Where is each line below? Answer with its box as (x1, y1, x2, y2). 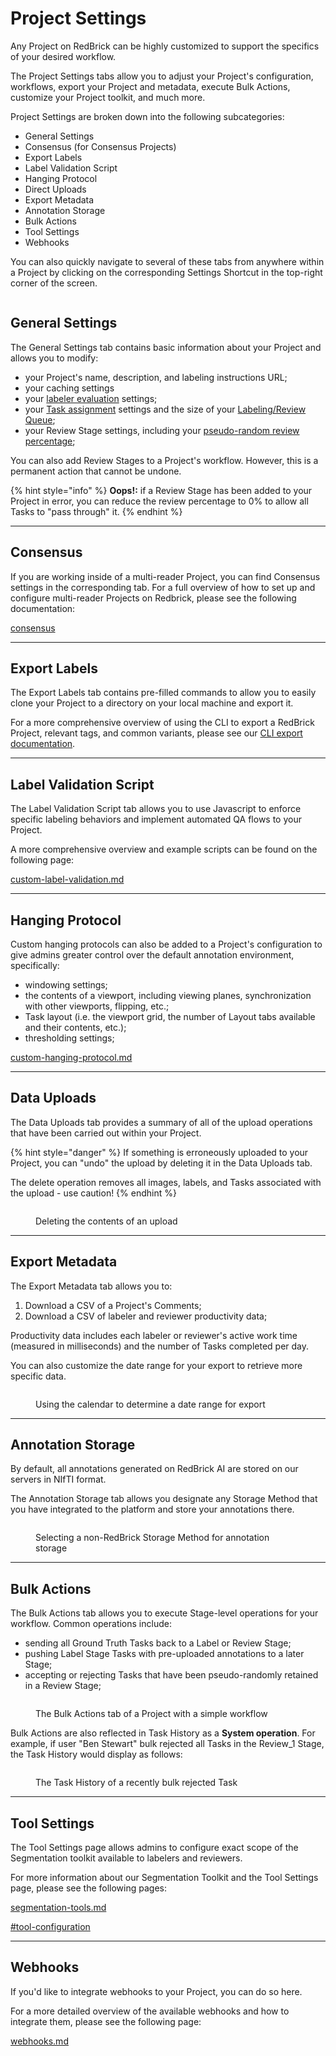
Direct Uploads (24, 183, 87, 195)
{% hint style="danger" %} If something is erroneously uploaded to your (10, 1146, 309, 1158)
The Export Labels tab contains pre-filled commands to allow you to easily (10, 687, 317, 699)
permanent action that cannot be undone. (10, 465, 182, 477)
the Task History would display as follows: (10, 1748, 183, 1761)
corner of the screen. (10, 277, 98, 289)
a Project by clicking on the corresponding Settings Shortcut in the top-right (10, 266, 323, 278)
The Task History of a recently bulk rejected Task (35, 1777, 238, 1789)
